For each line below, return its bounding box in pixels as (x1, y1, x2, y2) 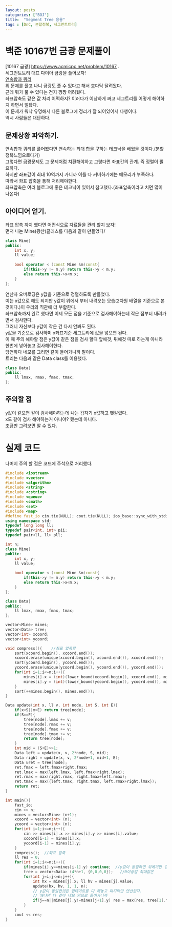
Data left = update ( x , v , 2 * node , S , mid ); (14, 751, 109, 756)
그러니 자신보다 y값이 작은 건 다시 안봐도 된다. (5, 323, 97, 329)
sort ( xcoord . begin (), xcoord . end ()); (14, 651, 95, 656)
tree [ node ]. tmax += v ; (24, 731, 72, 736)
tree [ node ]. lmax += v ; (24, 717, 72, 722)
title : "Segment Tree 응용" (5, 17, 66, 22)
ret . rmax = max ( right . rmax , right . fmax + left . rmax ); (14, 774, 127, 779)
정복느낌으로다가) (5, 152, 40, 158)
